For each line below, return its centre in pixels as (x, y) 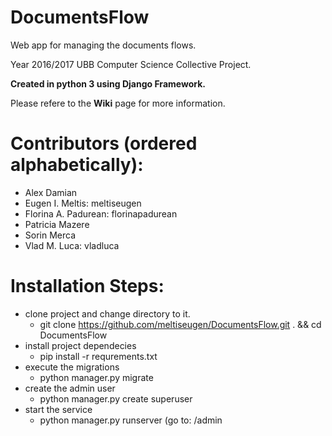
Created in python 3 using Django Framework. (108, 83)
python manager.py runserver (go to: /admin (131, 420)
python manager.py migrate (96, 377)
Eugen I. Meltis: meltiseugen (83, 203)
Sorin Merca (50, 235)
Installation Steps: (87, 286)
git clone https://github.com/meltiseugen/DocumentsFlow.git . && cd (180, 324)
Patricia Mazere (57, 224)
